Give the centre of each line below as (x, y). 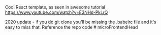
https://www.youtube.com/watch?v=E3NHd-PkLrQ (57, 12)
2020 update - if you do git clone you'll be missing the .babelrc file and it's (81, 22)
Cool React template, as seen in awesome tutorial (55, 7)
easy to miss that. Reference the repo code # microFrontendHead (72, 27)
